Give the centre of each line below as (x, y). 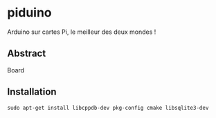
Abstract (27, 53)
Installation (32, 92)
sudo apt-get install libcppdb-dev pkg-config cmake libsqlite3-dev (108, 108)
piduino (29, 13)
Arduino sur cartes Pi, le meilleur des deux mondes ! (82, 32)
